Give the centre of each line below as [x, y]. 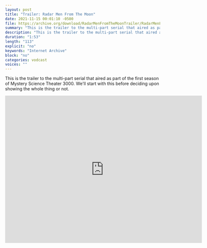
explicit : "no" [21, 46]
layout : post [18, 10]
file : [11, 23]
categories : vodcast [26, 60]
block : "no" [17, 55]
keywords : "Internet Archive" [36, 51]
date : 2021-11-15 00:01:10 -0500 [39, 19]
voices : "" [16, 64]
